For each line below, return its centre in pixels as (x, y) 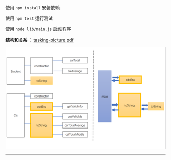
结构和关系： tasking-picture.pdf (39, 40)
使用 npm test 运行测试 (29, 18)
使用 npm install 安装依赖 (33, 7)
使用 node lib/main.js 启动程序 (38, 29)
